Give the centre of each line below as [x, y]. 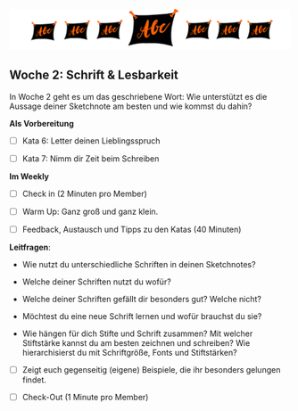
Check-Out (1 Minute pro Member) [85, 398]
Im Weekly [29, 176]
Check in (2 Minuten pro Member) [84, 193]
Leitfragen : [30, 247]
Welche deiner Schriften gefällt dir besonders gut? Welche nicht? [141, 299]
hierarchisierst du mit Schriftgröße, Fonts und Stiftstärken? [130, 352]
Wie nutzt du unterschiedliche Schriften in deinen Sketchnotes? [139, 264]
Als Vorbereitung [41, 123]
